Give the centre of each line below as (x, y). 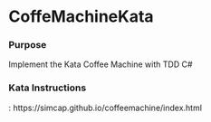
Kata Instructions (48, 88)
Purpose (28, 45)
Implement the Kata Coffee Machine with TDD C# (101, 64)
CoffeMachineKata (82, 17)
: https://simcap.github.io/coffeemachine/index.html (105, 108)
